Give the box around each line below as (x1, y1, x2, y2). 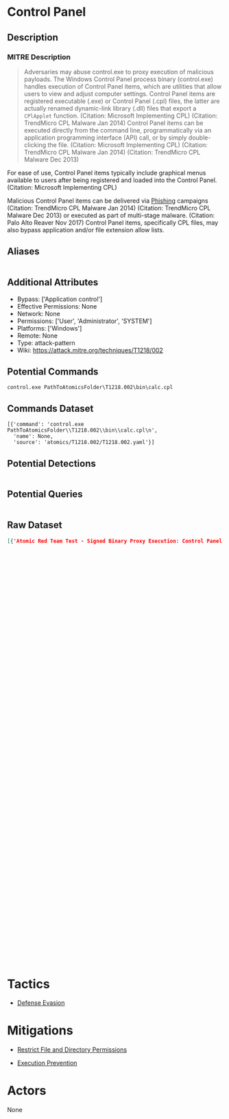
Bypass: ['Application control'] (16, 295, 103, 303)
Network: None (16, 309, 60, 318)
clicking (23, 140, 47, 148)
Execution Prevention (16, 1059, 77, 1067)
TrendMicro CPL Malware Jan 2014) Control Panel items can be (23, 118, 204, 127)
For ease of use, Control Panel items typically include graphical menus (7, 168, 206, 177)
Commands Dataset (7, 403, 94, 414)
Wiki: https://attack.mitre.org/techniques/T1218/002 (16, 346, 163, 354)
